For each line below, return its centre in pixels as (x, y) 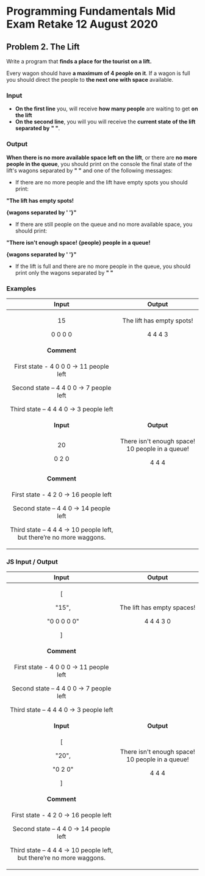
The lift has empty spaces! (158, 607)
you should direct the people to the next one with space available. (90, 80)
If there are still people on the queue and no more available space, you (104, 224)
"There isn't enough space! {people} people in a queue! (78, 242)
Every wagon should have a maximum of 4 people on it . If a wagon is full (98, 73)
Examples (21, 288)
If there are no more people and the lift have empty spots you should (101, 182)
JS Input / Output (32, 562)
